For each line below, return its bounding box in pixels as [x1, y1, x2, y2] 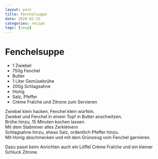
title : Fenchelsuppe [5, 12, 48, 17]
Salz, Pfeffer [12, 94, 38, 100]
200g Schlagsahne [12, 84, 51, 90]
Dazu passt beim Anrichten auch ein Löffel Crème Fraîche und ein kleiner [5, 144, 153, 150]
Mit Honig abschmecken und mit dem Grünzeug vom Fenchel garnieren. [5, 135, 151, 140]
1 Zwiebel [12, 63, 32, 68]
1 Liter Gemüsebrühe [12, 78, 54, 84]
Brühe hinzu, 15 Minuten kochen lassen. [5, 119, 86, 125]
